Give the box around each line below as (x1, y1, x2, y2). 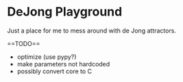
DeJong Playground (7, 4, 123, 20)
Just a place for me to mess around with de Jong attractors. (7, 26, 177, 35)
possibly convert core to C (16, 67, 93, 75)
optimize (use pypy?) (16, 52, 77, 61)
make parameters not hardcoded (16, 60, 110, 68)
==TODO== (7, 39, 40, 47)
